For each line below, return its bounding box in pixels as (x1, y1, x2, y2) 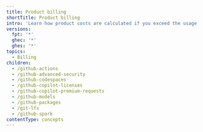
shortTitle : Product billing (6, 15, 80, 21)
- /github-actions (12, 65, 59, 72)
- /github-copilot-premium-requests (12, 88, 105, 94)
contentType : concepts (6, 116, 64, 122)
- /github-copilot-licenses (12, 83, 83, 89)
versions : (6, 26, 32, 32)
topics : (6, 49, 26, 55)
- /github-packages (12, 99, 61, 105)
